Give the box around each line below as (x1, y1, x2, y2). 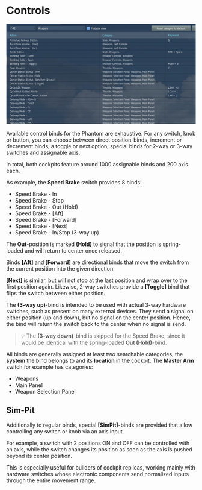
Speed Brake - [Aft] (14, 209, 64, 217)
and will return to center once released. (25, 247, 122, 254)
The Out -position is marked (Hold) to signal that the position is (6, 240, 162, 248)
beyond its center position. (6, 452, 73, 459)
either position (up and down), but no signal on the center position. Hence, (6, 314, 191, 321)
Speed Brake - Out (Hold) (14, 203, 78, 210)
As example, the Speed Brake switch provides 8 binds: (6, 178, 142, 186)
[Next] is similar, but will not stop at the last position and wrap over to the (6, 277, 188, 284)
